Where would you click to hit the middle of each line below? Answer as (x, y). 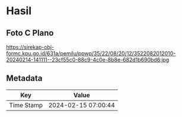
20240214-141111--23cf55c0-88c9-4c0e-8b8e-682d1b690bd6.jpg (88, 60)
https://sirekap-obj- (30, 47)
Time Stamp (26, 105)
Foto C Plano (30, 33)
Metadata (24, 78)
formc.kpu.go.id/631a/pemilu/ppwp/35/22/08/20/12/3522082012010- (91, 53)
